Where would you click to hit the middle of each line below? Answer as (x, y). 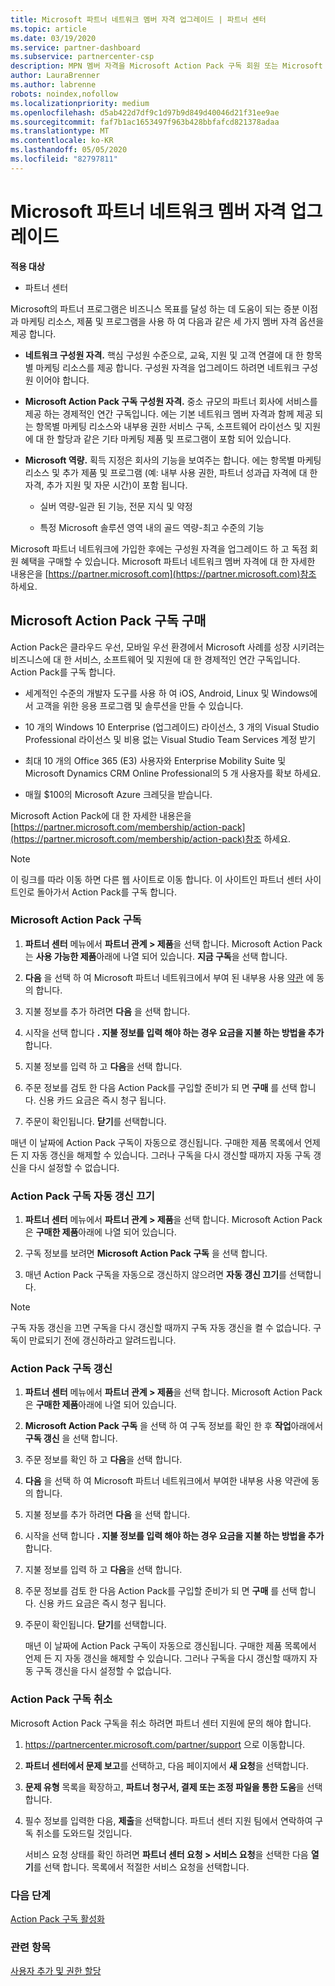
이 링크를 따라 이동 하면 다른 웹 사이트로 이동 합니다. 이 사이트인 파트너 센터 (156, 879)
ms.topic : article (48, 29)
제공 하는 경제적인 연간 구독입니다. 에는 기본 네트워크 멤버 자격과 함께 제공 (168, 413)
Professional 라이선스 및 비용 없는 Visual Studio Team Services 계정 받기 (170, 739)
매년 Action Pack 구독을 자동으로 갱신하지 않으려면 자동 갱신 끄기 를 (155, 1275)
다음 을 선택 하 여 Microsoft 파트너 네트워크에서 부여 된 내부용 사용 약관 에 (169, 977)
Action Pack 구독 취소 (61, 1699)
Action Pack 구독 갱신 (61, 1369)
